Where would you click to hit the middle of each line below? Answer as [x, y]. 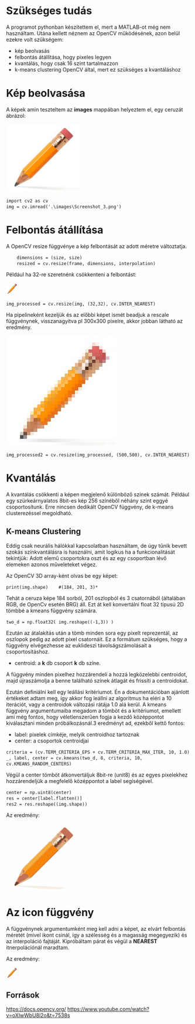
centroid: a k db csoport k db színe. [58, 663]
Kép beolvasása [46, 94]
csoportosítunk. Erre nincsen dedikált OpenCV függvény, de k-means [90, 507]
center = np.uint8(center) [39, 792]
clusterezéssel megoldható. [39, 513]
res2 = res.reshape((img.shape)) [47, 804]
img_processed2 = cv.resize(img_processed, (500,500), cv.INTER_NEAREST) [98, 455]
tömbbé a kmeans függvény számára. [52, 611]
